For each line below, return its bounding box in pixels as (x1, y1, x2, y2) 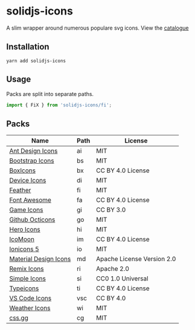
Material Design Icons (9, 255, 71, 264)
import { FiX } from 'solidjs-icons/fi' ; (6, 102, 112, 108)
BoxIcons (9, 166, 36, 175)
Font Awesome (9, 196, 51, 204)
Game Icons (9, 205, 43, 214)
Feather (9, 186, 31, 195)
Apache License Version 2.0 (96, 255, 176, 264)
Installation (6, 42, 50, 52)
